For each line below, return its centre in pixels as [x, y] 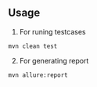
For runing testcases [52, 31]
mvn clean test [33, 46]
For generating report [54, 60]
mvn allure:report [38, 75]
